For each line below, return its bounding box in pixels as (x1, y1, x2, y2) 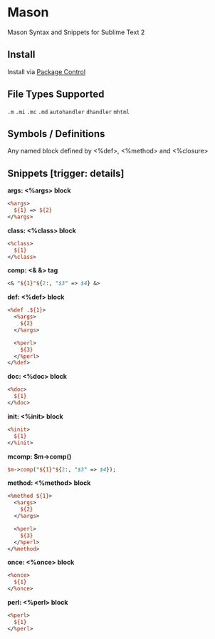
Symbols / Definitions (7, 128, 105, 140)
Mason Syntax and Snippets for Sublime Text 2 (7, 28, 145, 36)
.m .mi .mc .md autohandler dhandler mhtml (7, 108, 130, 116)
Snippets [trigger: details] (7, 167, 125, 179)
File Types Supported (7, 88, 105, 101)
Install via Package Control (7, 67, 86, 76)
